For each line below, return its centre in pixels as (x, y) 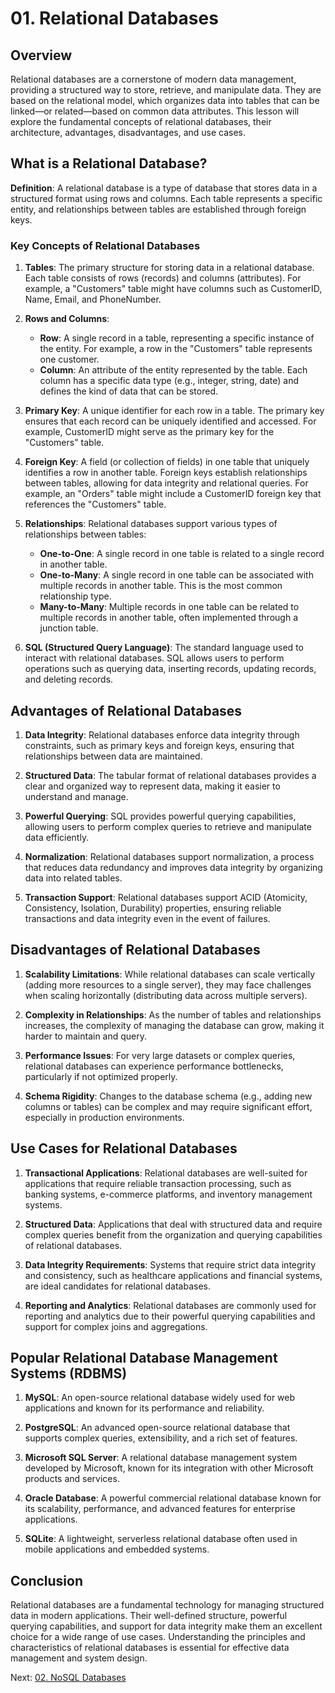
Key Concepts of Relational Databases (105, 245)
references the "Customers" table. (95, 504)
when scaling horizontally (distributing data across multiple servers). (166, 995)
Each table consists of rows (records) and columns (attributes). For (163, 278)
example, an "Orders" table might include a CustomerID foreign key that (173, 494)
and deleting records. (69, 679)
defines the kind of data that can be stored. (129, 391)
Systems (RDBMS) (69, 1373)
